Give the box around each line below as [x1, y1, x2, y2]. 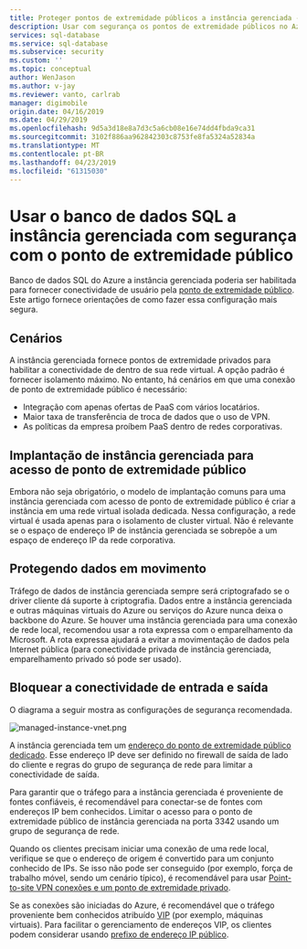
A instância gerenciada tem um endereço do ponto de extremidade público [9, 740, 291, 751]
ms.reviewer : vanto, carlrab [9, 90, 121, 99]
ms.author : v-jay [9, 81, 76, 91]
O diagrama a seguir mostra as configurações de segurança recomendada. [9, 704, 292, 715]
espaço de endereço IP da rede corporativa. [9, 534, 176, 545]
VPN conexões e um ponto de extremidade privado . [36, 881, 231, 892]
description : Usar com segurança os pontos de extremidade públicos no [9, 22, 288, 31]
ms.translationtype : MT [9, 141, 101, 150]
